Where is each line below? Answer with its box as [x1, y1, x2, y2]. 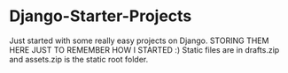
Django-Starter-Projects [9, 6, 192, 26]
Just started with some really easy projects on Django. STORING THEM [9, 35, 269, 46]
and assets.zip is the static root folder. [9, 54, 149, 64]
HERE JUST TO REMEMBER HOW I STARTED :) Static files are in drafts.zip [9, 44, 280, 55]
